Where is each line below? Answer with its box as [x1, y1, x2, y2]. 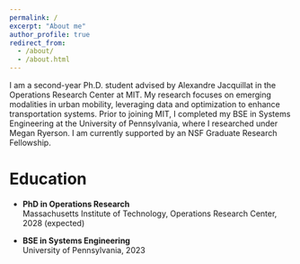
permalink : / [9, 13, 58, 23]
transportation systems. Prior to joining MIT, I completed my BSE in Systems [9, 109, 291, 119]
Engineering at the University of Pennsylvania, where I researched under [9, 118, 278, 129]
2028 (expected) [22, 217, 85, 228]
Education [9, 168, 87, 189]
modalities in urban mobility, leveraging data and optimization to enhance [9, 99, 280, 109]
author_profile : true [9, 30, 91, 39]
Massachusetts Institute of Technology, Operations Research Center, [22, 208, 278, 219]
